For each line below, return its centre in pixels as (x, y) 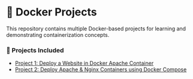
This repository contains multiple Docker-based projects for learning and (96, 29)
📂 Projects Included (35, 50)
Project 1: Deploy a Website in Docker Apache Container (84, 63)
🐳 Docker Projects (52, 12)
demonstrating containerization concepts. (58, 34)
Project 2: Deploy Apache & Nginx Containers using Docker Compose (101, 69)
